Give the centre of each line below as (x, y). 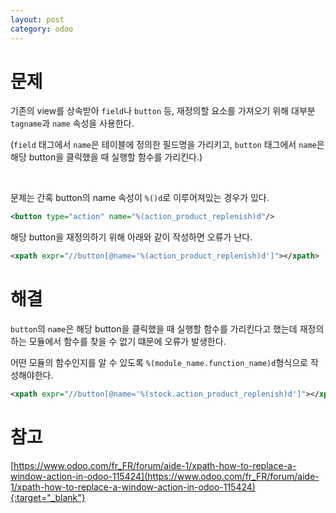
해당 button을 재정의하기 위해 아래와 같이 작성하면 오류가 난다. (131, 237)
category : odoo (42, 29)
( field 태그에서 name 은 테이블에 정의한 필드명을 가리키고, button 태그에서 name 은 (167, 145)
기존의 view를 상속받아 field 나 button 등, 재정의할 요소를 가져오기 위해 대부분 (163, 111)
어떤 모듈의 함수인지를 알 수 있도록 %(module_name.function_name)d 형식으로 (159, 363)
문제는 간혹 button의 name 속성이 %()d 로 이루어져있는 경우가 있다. (140, 198)
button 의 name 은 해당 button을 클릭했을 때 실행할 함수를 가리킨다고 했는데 (154, 329)
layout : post (37, 19)
